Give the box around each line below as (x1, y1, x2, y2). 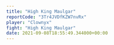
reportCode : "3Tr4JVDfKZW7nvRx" (6, 14, 87, 20)
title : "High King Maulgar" (6, 8, 76, 15)
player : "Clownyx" (6, 19, 52, 25)
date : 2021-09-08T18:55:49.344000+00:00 (6, 30, 109, 36)
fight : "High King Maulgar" (6, 25, 76, 31)
